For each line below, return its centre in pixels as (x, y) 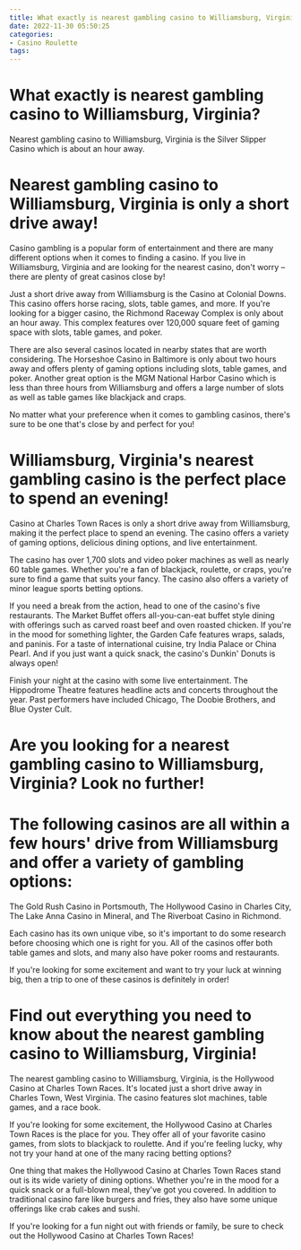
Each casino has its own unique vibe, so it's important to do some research (148, 933)
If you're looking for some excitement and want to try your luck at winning (146, 970)
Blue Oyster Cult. (41, 709)
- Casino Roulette (43, 43)
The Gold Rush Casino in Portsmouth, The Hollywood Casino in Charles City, (150, 906)
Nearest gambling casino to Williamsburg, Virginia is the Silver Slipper (138, 139)
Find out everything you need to (131, 1016)
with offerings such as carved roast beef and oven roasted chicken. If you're (150, 625)
